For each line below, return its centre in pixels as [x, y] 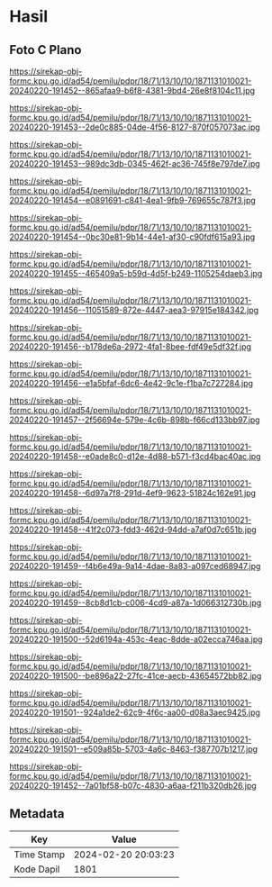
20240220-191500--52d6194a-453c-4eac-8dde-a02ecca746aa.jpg [136, 639]
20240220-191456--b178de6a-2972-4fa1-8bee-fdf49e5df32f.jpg [131, 347]
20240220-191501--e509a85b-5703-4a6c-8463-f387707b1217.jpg [134, 749]
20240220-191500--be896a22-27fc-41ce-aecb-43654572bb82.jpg [136, 676]
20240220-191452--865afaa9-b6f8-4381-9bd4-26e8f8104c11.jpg [132, 91]
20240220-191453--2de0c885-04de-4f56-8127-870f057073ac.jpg [135, 127]
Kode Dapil [37, 869]
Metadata [37, 814]
